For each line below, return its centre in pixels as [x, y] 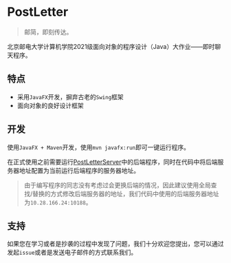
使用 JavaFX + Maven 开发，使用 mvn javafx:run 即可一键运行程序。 [99, 147]
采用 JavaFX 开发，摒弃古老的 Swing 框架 [70, 96]
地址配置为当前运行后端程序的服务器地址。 [79, 170]
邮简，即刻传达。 [48, 32]
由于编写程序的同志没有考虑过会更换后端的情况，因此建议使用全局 [117, 185]
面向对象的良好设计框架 [50, 105]
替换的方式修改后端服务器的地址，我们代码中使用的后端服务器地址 [125, 193]
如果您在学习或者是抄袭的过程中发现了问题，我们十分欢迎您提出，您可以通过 [115, 244]
